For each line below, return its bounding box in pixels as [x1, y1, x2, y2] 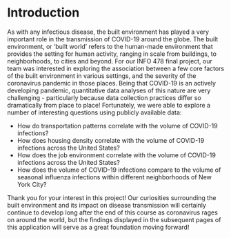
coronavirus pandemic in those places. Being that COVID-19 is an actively [7, 79, 216, 87]
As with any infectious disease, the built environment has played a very [7, 28, 209, 36]
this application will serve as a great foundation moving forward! [7, 223, 190, 231]
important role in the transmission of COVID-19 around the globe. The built [7, 34, 219, 43]
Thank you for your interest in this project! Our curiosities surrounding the [7, 193, 217, 201]
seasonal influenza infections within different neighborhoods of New [17, 172, 212, 181]
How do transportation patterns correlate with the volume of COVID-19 [17, 121, 219, 130]
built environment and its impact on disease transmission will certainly [7, 201, 207, 209]
